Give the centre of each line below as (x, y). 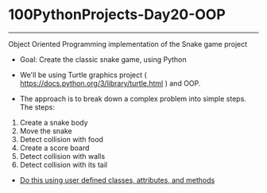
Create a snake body (54, 122)
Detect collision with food (61, 139)
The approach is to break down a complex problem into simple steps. (133, 98)
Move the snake (46, 131)
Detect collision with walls (62, 156)
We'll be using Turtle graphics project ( (83, 75)
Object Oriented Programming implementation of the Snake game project (128, 44)
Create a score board (54, 148)
